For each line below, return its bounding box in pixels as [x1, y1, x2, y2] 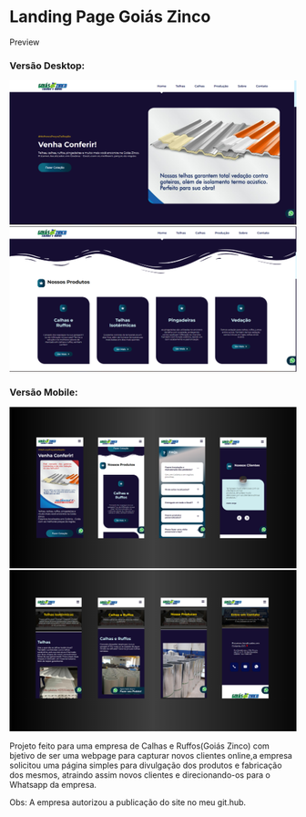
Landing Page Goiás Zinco [9, 6, 211, 27]
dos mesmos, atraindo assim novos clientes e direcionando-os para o [9, 770, 270, 781]
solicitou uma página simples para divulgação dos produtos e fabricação [9, 760, 282, 771]
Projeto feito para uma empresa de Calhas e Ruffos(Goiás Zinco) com [9, 740, 270, 751]
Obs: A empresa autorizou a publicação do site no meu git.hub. [9, 797, 247, 808]
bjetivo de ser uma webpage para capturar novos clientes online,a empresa [9, 750, 293, 761]
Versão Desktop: [9, 59, 86, 72]
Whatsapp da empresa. [9, 780, 97, 791]
